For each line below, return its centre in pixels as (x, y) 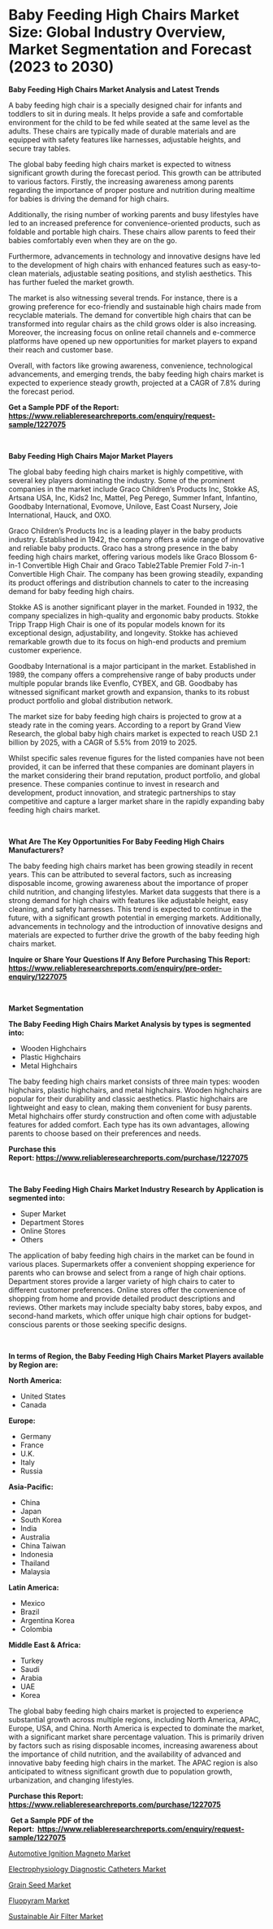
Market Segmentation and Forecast (130, 50)
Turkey (32, 1661)
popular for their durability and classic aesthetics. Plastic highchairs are (128, 1098)
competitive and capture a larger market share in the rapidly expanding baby (136, 801)
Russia (31, 1471)
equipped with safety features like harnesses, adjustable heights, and (125, 139)
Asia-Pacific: (31, 1486)
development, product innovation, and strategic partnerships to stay (122, 792)
